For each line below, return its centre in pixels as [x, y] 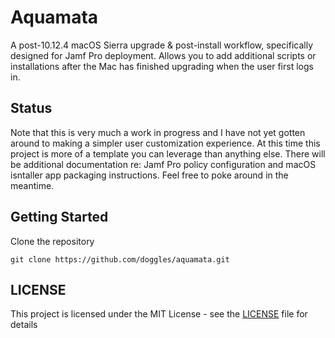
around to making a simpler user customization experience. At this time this [165, 143]
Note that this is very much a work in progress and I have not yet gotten [158, 132]
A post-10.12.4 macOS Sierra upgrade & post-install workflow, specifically [162, 45]
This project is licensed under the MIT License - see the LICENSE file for [159, 314]
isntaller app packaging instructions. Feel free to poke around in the [149, 175]
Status [31, 108]
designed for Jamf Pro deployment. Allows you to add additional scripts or [163, 55]
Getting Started [59, 217]
